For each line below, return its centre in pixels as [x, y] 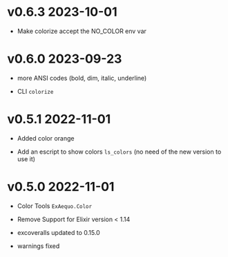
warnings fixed [38, 246]
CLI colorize [35, 91]
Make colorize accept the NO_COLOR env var [82, 31]
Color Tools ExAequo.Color [54, 206]
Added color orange [46, 138]
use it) [26, 158]
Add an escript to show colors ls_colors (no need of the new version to [119, 152]
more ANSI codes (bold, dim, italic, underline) [82, 78]
